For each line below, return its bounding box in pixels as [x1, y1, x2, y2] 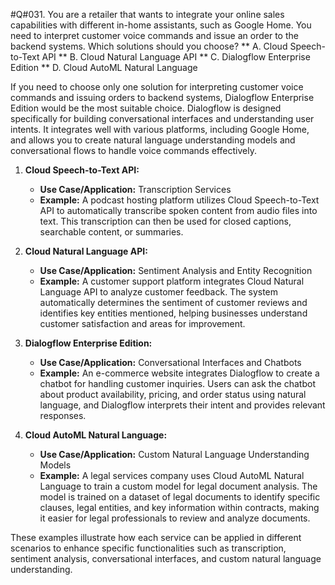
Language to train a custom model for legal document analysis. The [39, 480, 318, 492]
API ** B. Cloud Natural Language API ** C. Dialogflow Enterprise [41, 51, 311, 63]
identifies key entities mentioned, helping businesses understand [39, 307, 308, 319]
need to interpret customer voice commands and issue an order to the [10, 30, 299, 41]
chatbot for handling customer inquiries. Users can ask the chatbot [39, 378, 316, 389]
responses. [39, 410, 87, 421]
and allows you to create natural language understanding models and [10, 134, 296, 146]
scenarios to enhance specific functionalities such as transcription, [10, 542, 287, 554]
